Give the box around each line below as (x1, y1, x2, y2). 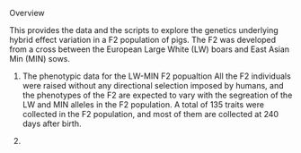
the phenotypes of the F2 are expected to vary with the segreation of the (22, 89, 293, 100)
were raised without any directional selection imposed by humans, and (22, 81, 284, 90)
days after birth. (22, 118, 82, 129)
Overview (9, 8, 45, 18)
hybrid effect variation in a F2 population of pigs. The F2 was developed (9, 35, 277, 45)
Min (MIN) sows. (9, 54, 70, 64)
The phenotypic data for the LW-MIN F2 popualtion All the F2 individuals (22, 71, 292, 81)
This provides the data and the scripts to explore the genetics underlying (9, 25, 279, 35)
